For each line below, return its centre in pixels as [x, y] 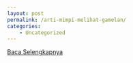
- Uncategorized [43, 33]
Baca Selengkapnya [35, 52]
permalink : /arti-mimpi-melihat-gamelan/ [67, 20]
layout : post [26, 13]
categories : [24, 26]
